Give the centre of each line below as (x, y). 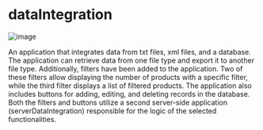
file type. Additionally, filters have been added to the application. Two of (126, 68)
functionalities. (32, 119)
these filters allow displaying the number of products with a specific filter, (128, 77)
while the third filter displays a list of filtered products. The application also (130, 86)
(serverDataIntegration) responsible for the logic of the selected (112, 111)
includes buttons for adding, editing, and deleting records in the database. (129, 94)
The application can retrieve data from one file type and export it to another (131, 60)
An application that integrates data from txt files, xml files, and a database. (130, 52)
